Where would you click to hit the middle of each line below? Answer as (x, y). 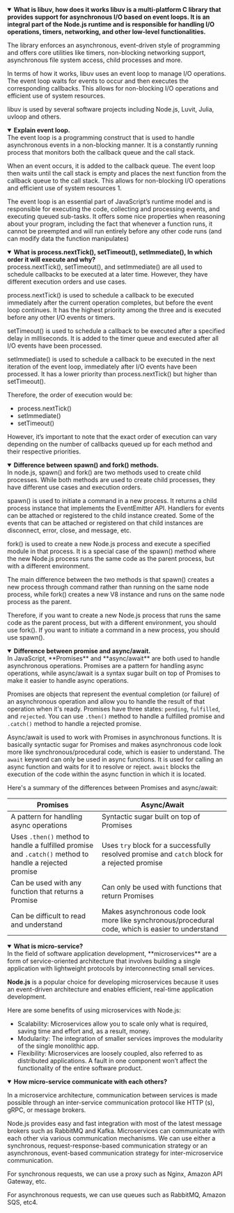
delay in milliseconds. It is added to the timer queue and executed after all (113, 338)
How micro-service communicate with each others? (91, 1082)
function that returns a (47, 891)
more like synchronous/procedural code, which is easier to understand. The (116, 752)
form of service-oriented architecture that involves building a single (104, 961)
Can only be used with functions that (162, 887)
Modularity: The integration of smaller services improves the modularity (120, 1038)
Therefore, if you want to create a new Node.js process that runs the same (114, 615)
